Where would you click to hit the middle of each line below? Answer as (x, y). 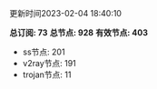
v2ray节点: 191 (49, 63)
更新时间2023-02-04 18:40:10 (66, 13)
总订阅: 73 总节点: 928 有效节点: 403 (78, 33)
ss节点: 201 (44, 52)
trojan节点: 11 (47, 74)
